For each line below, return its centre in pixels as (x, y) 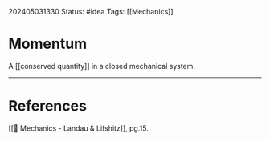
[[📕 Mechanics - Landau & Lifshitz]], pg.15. (78, 128)
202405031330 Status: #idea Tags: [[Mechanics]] (91, 12)
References (47, 106)
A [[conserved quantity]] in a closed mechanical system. (102, 66)
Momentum (48, 44)
